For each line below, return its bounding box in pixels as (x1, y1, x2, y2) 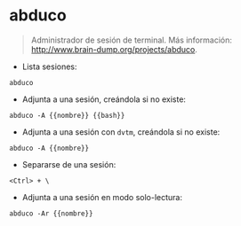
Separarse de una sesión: (21, 159, 116, 169)
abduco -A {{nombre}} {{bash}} (9, 111, 125, 120)
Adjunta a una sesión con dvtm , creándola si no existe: (21, 126, 221, 137)
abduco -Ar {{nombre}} (9, 209, 93, 218)
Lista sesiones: (21, 61, 77, 72)
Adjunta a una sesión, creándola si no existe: (21, 94, 187, 105)
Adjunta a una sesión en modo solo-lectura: (21, 191, 183, 202)
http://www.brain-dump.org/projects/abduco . (30, 43, 198, 54)
